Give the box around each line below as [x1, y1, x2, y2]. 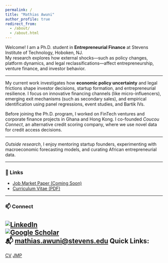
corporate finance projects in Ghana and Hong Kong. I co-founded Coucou [5, 116, 159, 122]
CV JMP [5, 252, 22, 258]
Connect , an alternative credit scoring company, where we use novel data [5, 121, 157, 127]
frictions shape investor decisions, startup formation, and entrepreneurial [5, 85, 156, 91]
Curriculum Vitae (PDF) [12, 185, 60, 191]
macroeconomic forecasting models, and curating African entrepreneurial [5, 146, 157, 152]
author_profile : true [5, 16, 50, 21]
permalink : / [5, 7, 32, 12]
